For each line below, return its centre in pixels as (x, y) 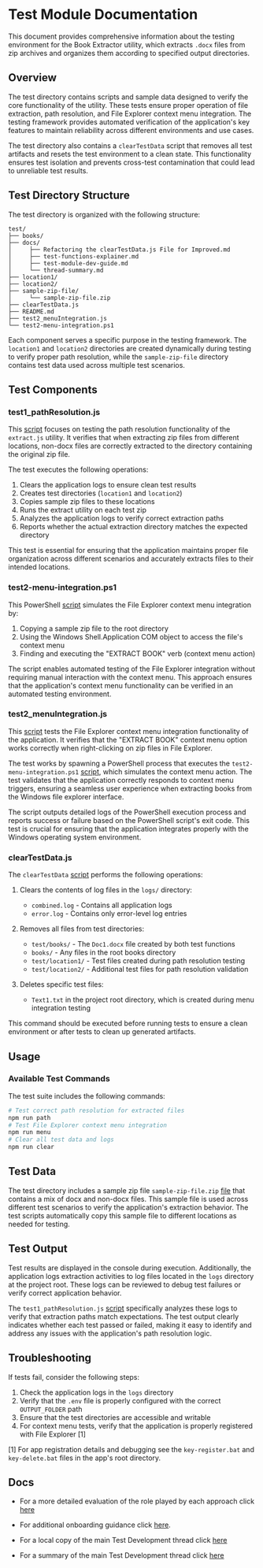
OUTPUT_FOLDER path (51, 1409)
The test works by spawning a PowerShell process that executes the (119, 763)
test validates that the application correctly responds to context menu (121, 780)
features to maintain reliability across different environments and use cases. (131, 130)
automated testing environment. (60, 694)
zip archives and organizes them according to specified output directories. (129, 53)
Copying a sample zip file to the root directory (94, 628)
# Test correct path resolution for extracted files (96, 1110)
